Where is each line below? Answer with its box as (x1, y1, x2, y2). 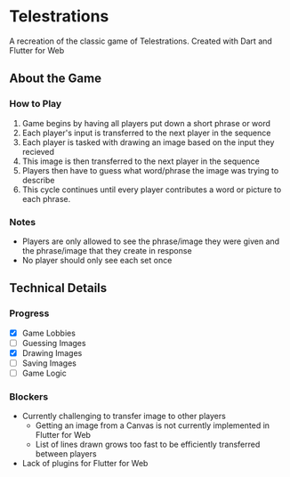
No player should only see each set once (21, 255, 173, 265)
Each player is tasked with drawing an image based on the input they (21, 136, 275, 148)
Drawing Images (21, 347, 83, 358)
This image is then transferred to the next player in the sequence (21, 156, 260, 166)
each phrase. (21, 193, 71, 204)
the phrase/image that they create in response (21, 245, 193, 255)
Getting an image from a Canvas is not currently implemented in (35, 420, 270, 431)
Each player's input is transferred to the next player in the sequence (21, 127, 271, 138)
